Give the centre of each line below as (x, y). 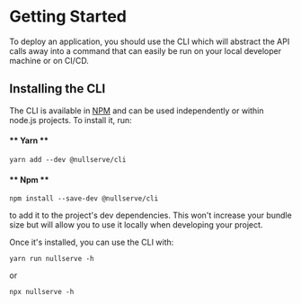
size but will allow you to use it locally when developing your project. (136, 225)
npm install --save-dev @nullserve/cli (84, 199)
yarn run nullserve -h (52, 259)
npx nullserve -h (42, 292)
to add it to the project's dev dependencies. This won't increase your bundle (150, 215)
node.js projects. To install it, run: (71, 120)
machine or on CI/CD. (49, 60)
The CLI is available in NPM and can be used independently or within (137, 111)
